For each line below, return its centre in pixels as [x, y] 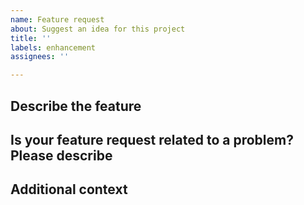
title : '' [31, 38]
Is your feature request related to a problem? [152, 139]
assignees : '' [40, 57]
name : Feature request [57, 19]
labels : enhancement [53, 47]
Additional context [69, 189]
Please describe [61, 155]
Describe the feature [76, 106]
